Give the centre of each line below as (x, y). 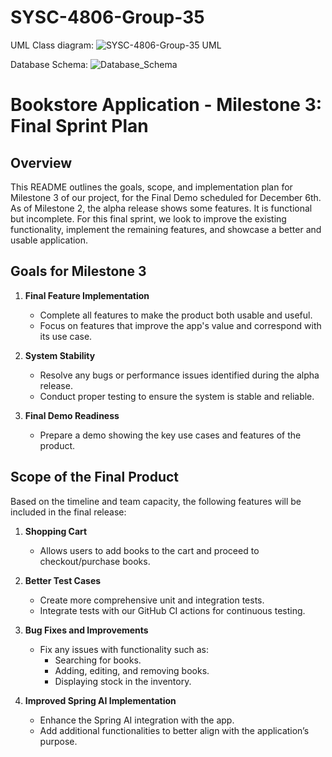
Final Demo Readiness (72, 415)
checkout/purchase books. (95, 561)
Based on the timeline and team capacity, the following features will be (156, 501)
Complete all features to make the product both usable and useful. (176, 315)
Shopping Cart (56, 531)
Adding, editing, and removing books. (132, 670)
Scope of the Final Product (95, 477)
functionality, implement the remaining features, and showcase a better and (166, 229)
